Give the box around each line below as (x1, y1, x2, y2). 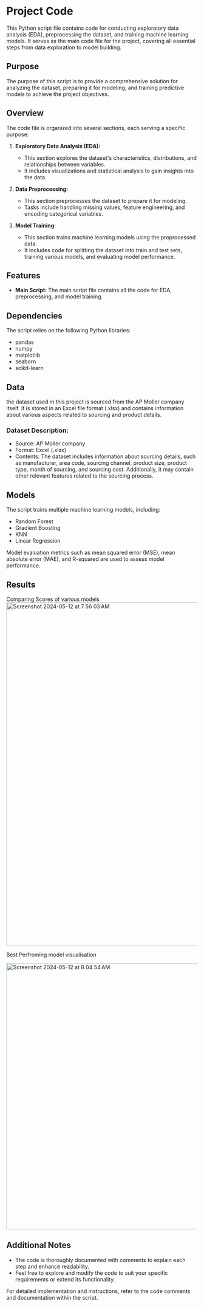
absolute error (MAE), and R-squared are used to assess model (6, 555, 165, 563)
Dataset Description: (6, 426, 69, 434)
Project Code (6, 4, 73, 18)
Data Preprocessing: (15, 185, 69, 193)
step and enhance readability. (15, 1263, 90, 1270)
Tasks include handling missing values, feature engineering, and (24, 204, 185, 211)
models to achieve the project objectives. (6, 90, 109, 98)
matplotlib (15, 351, 41, 359)
